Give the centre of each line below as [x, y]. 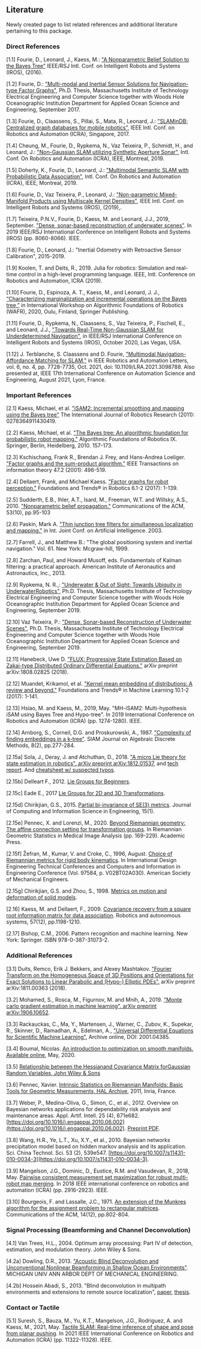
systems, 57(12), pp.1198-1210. [44, 922]
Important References [39, 395]
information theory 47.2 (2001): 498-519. [56, 470]
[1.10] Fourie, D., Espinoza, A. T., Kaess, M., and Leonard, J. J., [83, 293]
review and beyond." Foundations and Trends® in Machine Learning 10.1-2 [97, 690]
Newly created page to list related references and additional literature [92, 24]
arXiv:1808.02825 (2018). [37, 672]
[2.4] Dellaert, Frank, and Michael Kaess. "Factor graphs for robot [87, 482]
